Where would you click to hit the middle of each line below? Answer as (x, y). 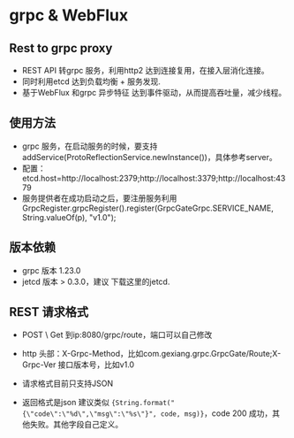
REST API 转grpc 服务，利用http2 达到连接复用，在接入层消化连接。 (145, 70)
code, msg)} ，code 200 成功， (216, 413)
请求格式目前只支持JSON (68, 384)
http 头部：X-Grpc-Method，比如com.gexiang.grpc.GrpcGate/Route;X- (151, 354)
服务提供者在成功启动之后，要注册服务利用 (99, 198)
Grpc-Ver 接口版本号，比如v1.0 (78, 365)
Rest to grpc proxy (61, 48)
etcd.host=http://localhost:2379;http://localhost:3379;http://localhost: (149, 178)
